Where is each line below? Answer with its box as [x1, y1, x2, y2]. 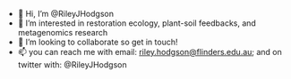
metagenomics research [17, 28, 108, 37]
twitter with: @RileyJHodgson [17, 59, 127, 70]
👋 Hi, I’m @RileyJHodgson [17, 9, 115, 19]
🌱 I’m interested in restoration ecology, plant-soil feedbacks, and [17, 18, 257, 28]
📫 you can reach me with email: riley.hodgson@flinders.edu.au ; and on [17, 47, 282, 57]
